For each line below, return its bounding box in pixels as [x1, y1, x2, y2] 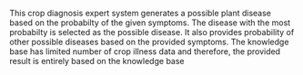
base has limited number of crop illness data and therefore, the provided [9, 46, 280, 57]
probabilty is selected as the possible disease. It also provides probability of [9, 27, 295, 37]
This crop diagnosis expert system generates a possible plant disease [9, 8, 271, 18]
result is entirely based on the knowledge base [9, 56, 185, 66]
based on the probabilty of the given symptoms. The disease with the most [9, 17, 291, 28]
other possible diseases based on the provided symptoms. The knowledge [9, 36, 289, 47]
